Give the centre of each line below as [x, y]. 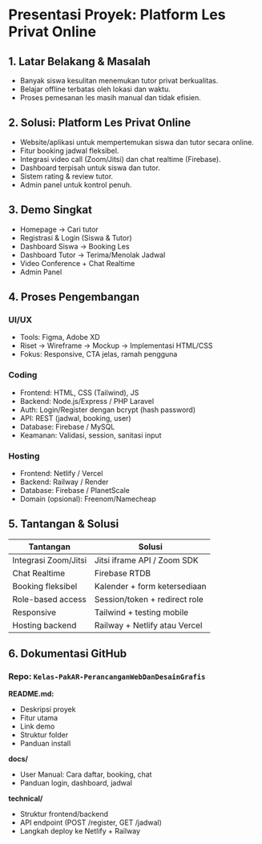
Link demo [37, 726]
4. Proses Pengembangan [74, 297]
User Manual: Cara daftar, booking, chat [86, 774]
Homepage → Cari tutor [59, 229]
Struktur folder [44, 735]
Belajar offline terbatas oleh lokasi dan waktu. [95, 89]
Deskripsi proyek [48, 709]
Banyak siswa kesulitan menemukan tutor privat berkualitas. [119, 81]
